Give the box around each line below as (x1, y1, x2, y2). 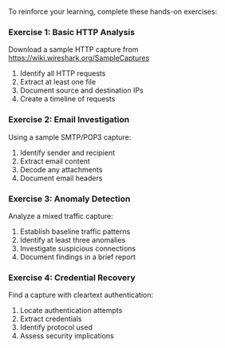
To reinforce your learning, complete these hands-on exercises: (8, 7, 218, 16)
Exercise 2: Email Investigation (8, 114, 130, 125)
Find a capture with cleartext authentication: (8, 291, 154, 300)
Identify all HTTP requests (19, 69, 106, 78)
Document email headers (19, 173, 103, 183)
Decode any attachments (19, 164, 103, 174)
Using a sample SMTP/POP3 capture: (8, 132, 132, 142)
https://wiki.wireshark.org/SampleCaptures (8, 53, 150, 63)
